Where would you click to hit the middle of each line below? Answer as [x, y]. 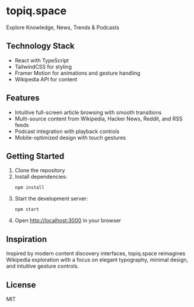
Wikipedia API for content [46, 79]
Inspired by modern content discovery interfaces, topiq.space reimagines [96, 254]
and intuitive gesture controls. [42, 266]
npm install [29, 188]
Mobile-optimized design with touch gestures [70, 137]
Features [23, 98]
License [21, 285]
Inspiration [27, 239]
